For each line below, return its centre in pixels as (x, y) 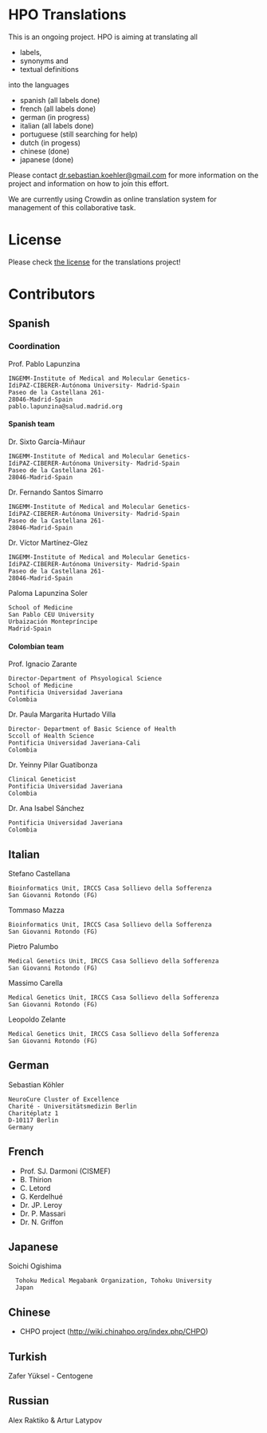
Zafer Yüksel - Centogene (51, 1376)
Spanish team (32, 424)
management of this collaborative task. (72, 207)
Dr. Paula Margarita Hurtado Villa (62, 715)
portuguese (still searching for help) (79, 134)
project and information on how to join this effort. (88, 183)
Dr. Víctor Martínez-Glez (48, 542)
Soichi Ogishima (35, 1266)
